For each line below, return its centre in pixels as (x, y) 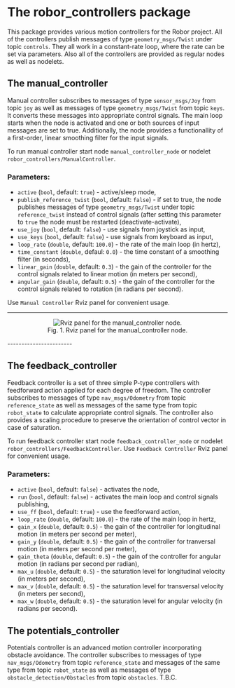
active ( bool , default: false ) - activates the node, (88, 490)
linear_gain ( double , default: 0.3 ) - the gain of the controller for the (114, 267)
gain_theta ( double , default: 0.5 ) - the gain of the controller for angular (119, 557)
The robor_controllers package (99, 12)
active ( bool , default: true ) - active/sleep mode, (87, 192)
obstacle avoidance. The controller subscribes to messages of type (104, 655)
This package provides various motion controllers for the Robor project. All (115, 32)
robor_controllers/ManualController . (62, 158)
